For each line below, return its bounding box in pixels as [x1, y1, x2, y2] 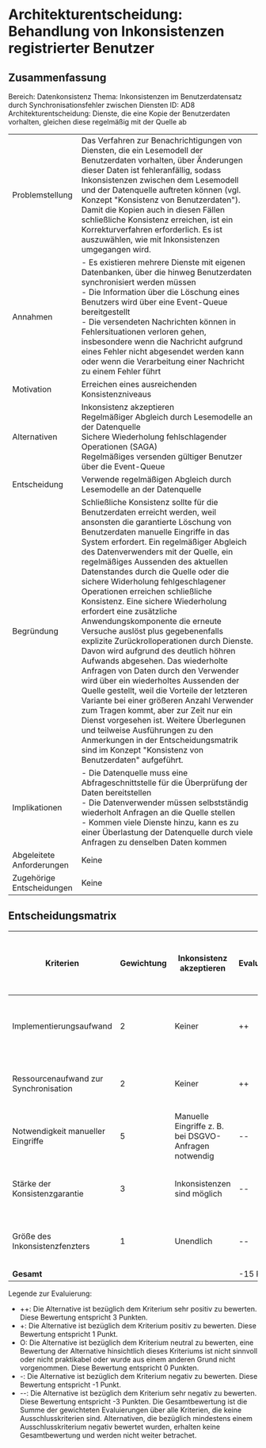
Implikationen [12, 803, 63, 813]
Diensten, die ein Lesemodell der [81, 145, 203, 155]
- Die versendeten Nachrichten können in [81, 316, 236, 327]
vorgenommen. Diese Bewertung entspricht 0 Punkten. [19, 1362, 199, 1373]
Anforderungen [12, 860, 69, 870]
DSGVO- [188, 1130, 222, 1141]
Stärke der [12, 1178, 51, 1189]
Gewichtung [120, 957, 168, 968]
